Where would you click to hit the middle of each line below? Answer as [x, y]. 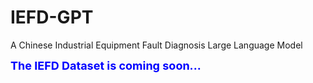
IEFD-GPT [52, 17]
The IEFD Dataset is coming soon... [106, 65]
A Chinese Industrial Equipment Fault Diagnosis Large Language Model [156, 45]
